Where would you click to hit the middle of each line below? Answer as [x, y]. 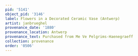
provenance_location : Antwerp [36, 32]
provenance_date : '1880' [31, 28]
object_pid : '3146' [25, 14]
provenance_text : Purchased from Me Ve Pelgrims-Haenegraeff [69, 37]
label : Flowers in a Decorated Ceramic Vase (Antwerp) [63, 19]
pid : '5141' [17, 9]
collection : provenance [30, 41]
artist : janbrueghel [26, 23]
